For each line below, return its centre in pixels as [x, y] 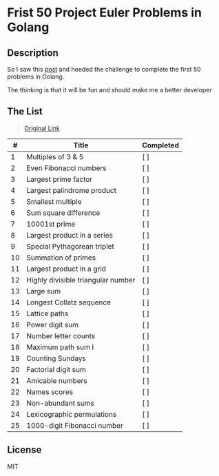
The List [25, 112]
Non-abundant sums [61, 403]
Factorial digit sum [56, 369]
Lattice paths [48, 313]
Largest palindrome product [72, 190]
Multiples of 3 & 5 [55, 156]
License [24, 450]
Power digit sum [53, 324]
